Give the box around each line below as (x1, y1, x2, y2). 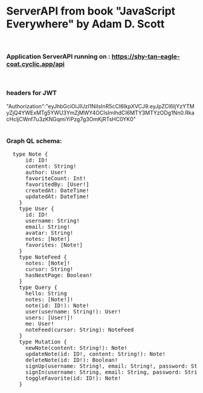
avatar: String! (25, 229, 74, 236)
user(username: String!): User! (25, 308, 121, 315)
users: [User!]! (25, 314, 74, 321)
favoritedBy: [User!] (25, 180, 89, 188)
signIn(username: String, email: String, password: (25, 368, 182, 375)
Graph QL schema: (6, 137, 62, 145)
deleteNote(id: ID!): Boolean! (25, 356, 118, 363)
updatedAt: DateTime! (25, 193, 89, 200)
